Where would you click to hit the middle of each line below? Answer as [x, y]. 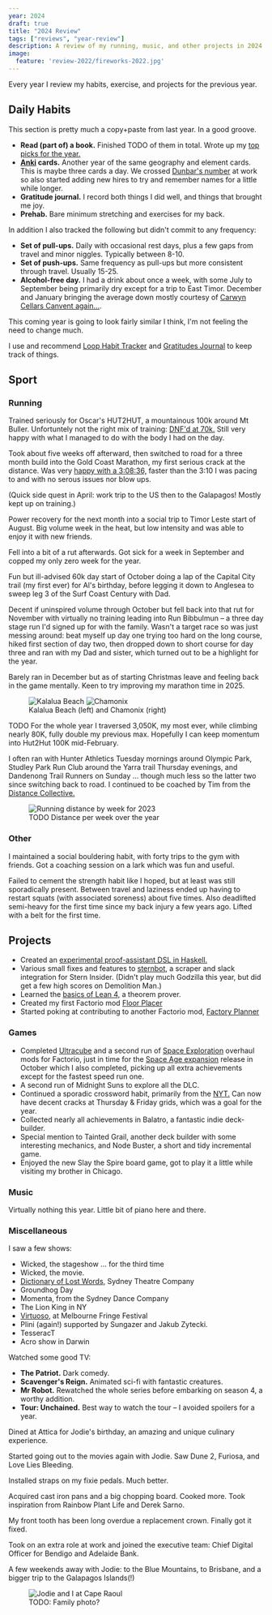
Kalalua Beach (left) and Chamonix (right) [98, 710]
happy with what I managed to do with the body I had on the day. [117, 438]
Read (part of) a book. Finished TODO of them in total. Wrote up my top [140, 145]
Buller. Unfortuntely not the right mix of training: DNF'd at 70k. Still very [127, 429]
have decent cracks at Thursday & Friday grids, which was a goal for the [141, 1102]
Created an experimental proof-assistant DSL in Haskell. [114, 960]
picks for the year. [50, 153]
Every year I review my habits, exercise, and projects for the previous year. [133, 84]
